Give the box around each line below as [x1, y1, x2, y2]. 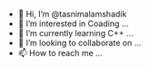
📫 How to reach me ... [17, 48, 103, 58]
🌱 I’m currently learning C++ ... [17, 28, 134, 38]
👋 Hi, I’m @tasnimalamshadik [17, 9, 127, 19]
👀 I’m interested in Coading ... [17, 18, 129, 29]
